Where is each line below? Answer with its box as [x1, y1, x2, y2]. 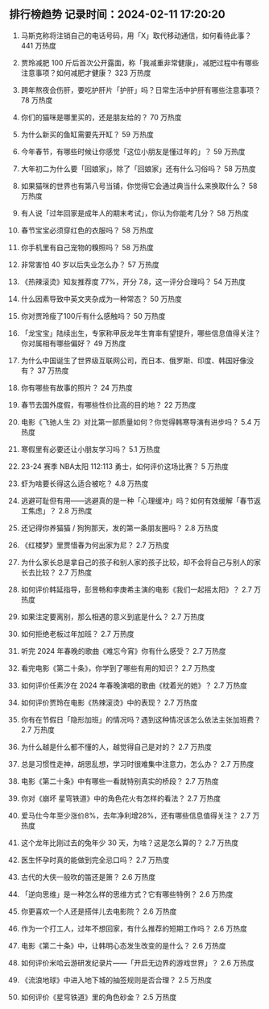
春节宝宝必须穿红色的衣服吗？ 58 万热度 [20, 225, 154, 235]
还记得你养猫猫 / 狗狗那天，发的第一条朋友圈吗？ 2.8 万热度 [20, 523, 219, 533]
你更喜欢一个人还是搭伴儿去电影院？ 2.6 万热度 [20, 906, 177, 916]
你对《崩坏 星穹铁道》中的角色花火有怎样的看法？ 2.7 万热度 [20, 793, 221, 803]
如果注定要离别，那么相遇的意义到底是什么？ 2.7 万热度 [20, 612, 205, 622]
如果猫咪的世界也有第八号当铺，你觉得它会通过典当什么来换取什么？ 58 [20, 181, 258, 190]
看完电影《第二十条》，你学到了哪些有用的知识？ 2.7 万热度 [20, 663, 216, 672]
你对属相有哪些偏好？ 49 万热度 [20, 338, 126, 348]
